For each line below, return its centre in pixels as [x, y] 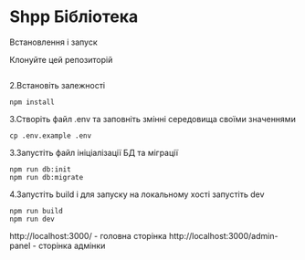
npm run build [37, 211]
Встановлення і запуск [53, 42]
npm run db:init [40, 169]
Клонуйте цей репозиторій [61, 59]
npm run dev [32, 219]
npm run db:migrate [47, 177]
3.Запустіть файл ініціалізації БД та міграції [94, 152]
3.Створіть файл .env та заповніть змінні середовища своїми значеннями [153, 119]
